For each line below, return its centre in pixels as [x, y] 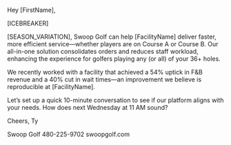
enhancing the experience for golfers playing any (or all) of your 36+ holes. [114, 59]
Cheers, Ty [23, 121]
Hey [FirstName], [31, 10]
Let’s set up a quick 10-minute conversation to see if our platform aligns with [115, 100]
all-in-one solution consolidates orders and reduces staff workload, [103, 51]
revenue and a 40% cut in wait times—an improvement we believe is [104, 79]
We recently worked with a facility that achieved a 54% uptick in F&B [105, 72]
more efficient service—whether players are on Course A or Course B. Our [113, 44]
